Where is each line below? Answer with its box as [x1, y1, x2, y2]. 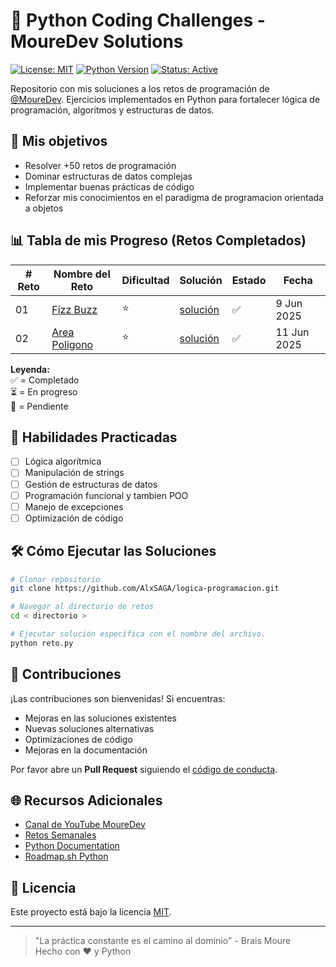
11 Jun [275, 325, 310, 339]
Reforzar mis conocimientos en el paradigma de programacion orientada [24, 191, 324, 203]
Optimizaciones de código [24, 733, 133, 745]
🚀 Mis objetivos [10, 133, 108, 150]
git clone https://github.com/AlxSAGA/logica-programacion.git [10, 584, 280, 594]
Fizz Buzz [51, 302, 98, 316]
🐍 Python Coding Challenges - [10, 9, 266, 32]
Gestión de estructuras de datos [24, 478, 158, 490]
